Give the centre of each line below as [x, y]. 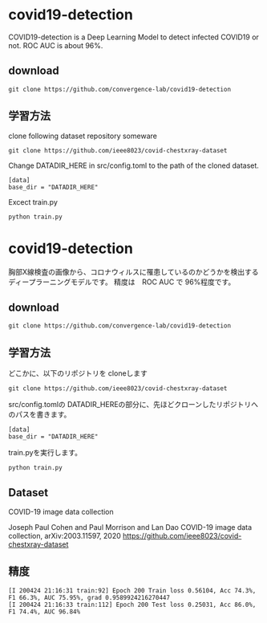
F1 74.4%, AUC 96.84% [44, 612]
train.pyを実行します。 [45, 453]
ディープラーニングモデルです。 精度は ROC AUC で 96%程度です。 [122, 282]
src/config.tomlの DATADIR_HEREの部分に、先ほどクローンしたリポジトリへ [133, 405]
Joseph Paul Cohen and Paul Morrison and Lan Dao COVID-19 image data [130, 527]
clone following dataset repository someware [83, 136]
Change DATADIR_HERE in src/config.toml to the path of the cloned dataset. [133, 165]
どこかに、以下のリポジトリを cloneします [78, 373]
